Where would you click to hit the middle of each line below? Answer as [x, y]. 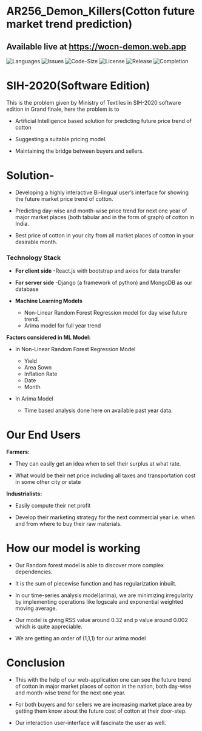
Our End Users [43, 435]
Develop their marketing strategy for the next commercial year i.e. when [105, 517]
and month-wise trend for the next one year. [70, 693]
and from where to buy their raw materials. [69, 524]
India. [22, 223]
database [27, 289]
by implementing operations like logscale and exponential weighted [99, 602]
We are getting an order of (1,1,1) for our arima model [80, 638]
